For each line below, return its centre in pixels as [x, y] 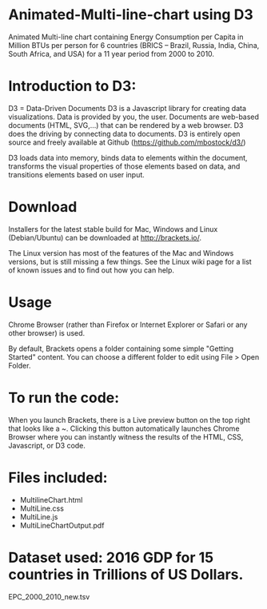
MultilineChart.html [51, 500]
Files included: [58, 478]
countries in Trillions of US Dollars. [126, 574]
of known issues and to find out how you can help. [91, 270]
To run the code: [64, 398]
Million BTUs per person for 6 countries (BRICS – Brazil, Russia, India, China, [134, 45]
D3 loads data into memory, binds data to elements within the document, [128, 157]
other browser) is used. [47, 332]
